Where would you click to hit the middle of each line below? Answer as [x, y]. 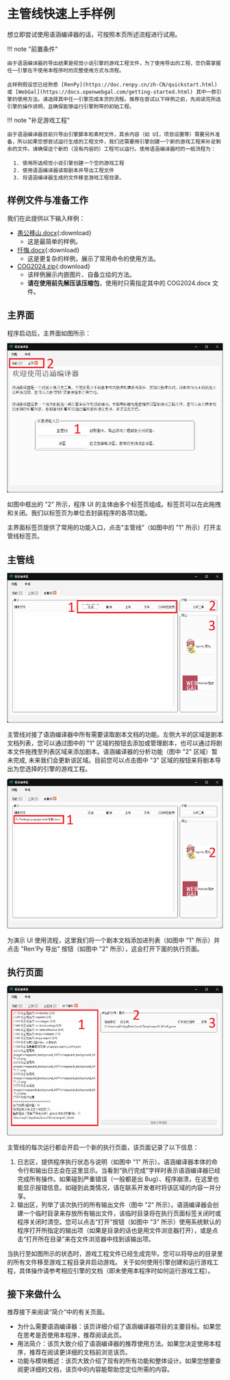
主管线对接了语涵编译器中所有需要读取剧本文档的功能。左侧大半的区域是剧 [112, 735]
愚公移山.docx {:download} [54, 233]
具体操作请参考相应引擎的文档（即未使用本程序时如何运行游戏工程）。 [116, 1270]
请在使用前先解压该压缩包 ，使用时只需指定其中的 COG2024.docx [119, 283]
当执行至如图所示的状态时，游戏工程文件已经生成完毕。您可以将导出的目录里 [115, 1253]
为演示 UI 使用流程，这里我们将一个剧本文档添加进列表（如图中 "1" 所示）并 [114, 940]
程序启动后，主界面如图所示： [49, 333]
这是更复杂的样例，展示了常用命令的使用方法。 [93, 259]
